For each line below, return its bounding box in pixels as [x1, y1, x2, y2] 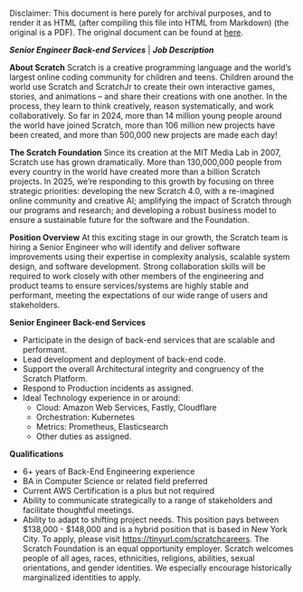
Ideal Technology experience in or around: [22, 393, 181, 403]
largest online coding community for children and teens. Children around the [9, 72, 294, 82]
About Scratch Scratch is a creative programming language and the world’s [9, 63, 292, 73]
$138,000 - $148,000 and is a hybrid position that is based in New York [22, 524, 288, 534]
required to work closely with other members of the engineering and [9, 271, 264, 281]
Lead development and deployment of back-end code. [22, 354, 226, 364]
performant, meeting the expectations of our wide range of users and [9, 290, 269, 300]
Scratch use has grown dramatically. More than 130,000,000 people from [9, 157, 282, 167]
